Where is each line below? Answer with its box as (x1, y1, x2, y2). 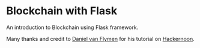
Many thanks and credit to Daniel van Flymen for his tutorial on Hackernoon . (6, 35, 195, 42)
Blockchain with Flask (6, 4, 118, 18)
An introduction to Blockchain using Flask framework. (6, 24, 139, 31)
